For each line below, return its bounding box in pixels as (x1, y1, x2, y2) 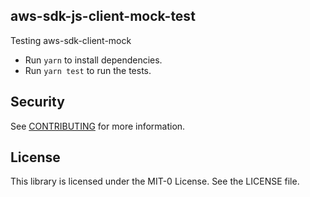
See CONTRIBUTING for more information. (10, 120, 186, 132)
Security (10, 94, 65, 111)
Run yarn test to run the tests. (24, 64, 152, 76)
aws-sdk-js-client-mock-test (10, 8, 196, 25)
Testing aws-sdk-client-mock (10, 34, 132, 46)
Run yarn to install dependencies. (24, 54, 163, 66)
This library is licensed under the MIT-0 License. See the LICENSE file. (10, 175, 300, 188)
